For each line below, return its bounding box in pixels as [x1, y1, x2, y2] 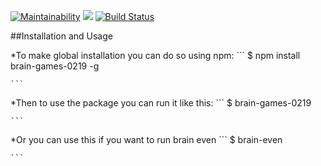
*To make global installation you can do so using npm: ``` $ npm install [10, 50, 301, 61]
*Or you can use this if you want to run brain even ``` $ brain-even [10, 134, 283, 145]
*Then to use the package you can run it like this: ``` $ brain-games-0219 [10, 97, 312, 109]
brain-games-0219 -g [10, 60, 100, 72]
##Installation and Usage [10, 30, 113, 42]
